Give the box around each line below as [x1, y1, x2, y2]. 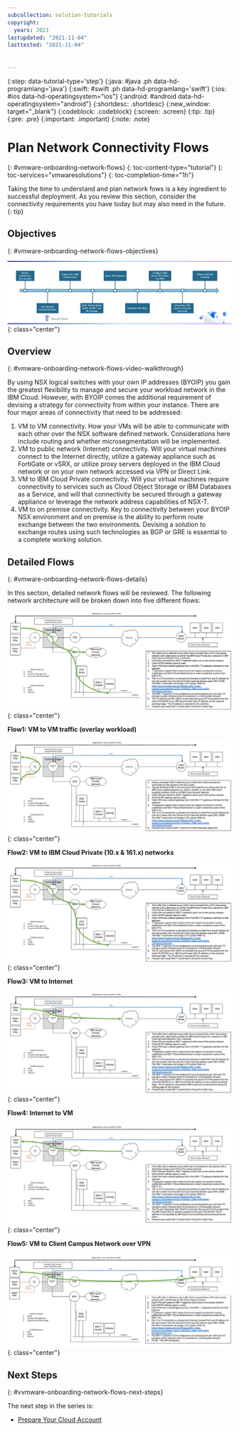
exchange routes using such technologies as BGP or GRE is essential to [17, 528, 228, 536]
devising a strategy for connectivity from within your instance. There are [7, 400, 219, 409]
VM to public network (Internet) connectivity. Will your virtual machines [17, 445, 227, 453]
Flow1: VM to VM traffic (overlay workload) [7, 725, 137, 734]
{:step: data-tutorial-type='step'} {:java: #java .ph [7, 77, 152, 85]
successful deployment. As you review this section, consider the [7, 192, 197, 201]
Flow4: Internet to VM [7, 1108, 73, 1117]
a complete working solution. [17, 536, 103, 544]
